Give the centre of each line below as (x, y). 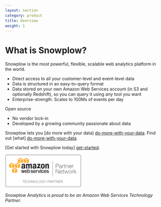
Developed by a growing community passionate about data (71, 124)
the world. (15, 69)
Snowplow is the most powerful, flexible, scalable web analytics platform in (80, 64)
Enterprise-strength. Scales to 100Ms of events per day (68, 100)
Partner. (13, 200)
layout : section (21, 10)
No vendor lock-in (30, 118)
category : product (24, 15)
